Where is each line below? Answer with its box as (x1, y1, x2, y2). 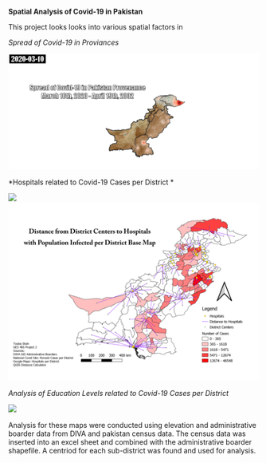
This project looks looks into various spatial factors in (8, 22, 183, 31)
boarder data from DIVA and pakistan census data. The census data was (8, 429, 246, 438)
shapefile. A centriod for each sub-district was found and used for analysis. (8, 446, 256, 456)
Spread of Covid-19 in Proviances (8, 38, 119, 47)
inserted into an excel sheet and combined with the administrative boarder (8, 437, 252, 447)
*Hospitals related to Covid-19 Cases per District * (8, 177, 174, 187)
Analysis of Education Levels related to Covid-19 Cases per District (8, 389, 229, 398)
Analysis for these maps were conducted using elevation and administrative (8, 421, 257, 430)
